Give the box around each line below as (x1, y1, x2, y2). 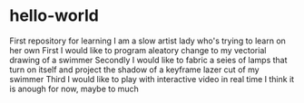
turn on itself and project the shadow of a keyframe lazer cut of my (9, 64, 260, 75)
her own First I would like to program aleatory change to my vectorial (9, 44, 267, 55)
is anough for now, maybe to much (9, 83, 139, 94)
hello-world (9, 5, 100, 26)
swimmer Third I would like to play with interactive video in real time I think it (9, 73, 295, 84)
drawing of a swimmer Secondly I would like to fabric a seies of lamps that (9, 54, 288, 65)
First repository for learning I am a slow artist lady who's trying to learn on (9, 35, 286, 46)
